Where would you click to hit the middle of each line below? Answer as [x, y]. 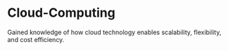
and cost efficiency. [36, 39]
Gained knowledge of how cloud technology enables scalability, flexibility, [114, 32]
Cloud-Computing [62, 13]
